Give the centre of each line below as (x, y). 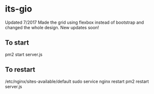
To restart (20, 70)
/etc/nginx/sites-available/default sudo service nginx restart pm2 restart (77, 81)
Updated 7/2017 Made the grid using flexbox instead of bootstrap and (75, 22)
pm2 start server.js (24, 54)
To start (17, 43)
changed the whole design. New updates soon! (52, 27)
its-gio (19, 9)
